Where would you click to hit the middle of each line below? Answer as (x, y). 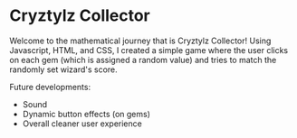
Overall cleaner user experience (82, 124)
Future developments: (50, 87)
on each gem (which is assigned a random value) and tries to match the (143, 60)
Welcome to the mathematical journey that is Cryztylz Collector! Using (140, 41)
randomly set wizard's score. (63, 69)
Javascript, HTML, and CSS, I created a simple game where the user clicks (149, 50)
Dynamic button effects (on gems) (86, 114)
